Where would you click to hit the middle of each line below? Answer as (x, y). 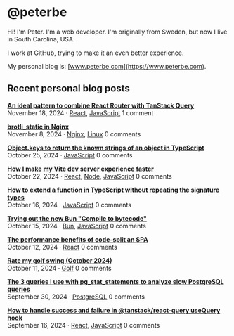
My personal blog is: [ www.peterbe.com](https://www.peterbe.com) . (107, 66)
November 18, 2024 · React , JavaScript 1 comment (80, 112)
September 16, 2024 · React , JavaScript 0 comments (84, 325)
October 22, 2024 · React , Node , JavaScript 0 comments (90, 176)
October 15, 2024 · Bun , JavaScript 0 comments (77, 226)
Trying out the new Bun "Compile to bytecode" (77, 218)
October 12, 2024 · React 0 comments (62, 247)
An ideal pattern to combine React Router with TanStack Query (101, 105)
